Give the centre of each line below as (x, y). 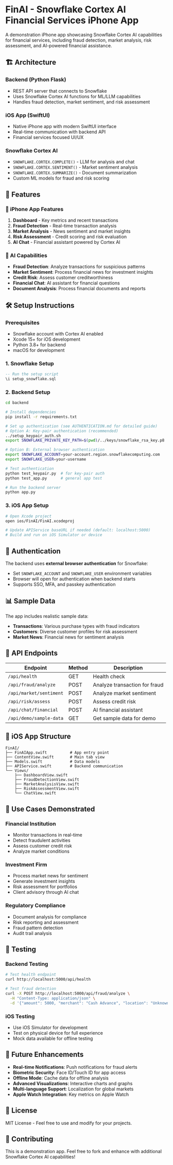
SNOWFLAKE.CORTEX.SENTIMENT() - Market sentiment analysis (75, 167)
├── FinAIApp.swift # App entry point (57, 753)
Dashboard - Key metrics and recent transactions (65, 220)
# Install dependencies (31, 412)
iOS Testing (20, 1016)
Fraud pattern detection (38, 928)
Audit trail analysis (32, 933)
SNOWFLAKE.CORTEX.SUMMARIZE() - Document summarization (75, 173)
